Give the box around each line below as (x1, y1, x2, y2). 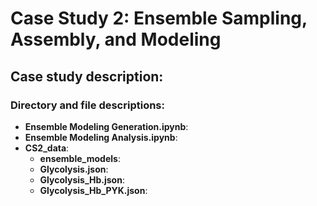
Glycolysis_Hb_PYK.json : (39, 184, 148, 196)
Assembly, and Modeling (10, 28, 222, 51)
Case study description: (10, 68, 164, 85)
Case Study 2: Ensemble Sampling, (10, 7, 308, 30)
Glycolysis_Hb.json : (39, 173, 125, 186)
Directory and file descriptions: (10, 98, 165, 112)
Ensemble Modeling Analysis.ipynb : (24, 131, 178, 143)
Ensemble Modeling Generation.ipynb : (24, 120, 189, 132)
